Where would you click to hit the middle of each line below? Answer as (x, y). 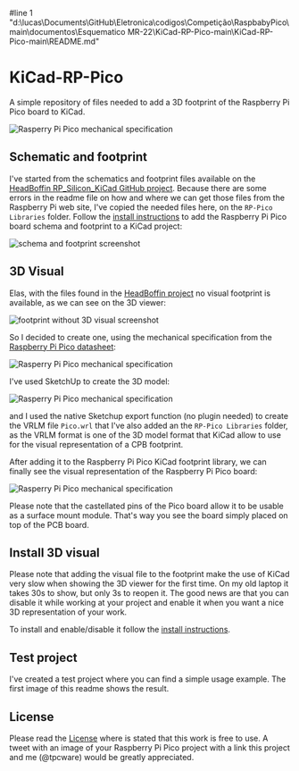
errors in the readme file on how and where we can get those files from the (147, 197)
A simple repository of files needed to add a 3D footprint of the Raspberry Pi (149, 102)
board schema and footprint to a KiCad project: (96, 226)
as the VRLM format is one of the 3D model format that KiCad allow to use (145, 435)
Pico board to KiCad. (47, 112)
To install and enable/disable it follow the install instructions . (120, 630)
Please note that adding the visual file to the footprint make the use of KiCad (149, 574)
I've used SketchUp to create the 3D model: (90, 381)
